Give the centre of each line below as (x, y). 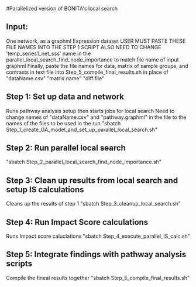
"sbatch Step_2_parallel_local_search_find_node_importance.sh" (84, 162)
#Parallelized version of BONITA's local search (62, 8)
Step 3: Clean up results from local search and (92, 180)
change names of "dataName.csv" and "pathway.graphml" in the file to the (96, 117)
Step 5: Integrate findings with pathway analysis (96, 254)
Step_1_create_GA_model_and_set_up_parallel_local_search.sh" (82, 129)
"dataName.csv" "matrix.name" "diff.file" (55, 78)
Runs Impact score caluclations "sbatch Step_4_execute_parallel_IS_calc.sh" (98, 236)
